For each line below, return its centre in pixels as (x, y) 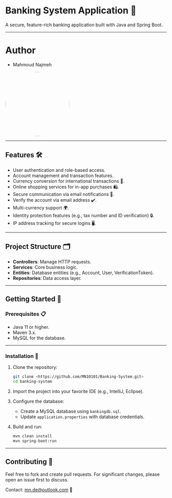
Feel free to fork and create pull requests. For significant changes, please (83, 474)
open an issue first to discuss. (37, 479)
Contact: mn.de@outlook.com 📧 (39, 490)
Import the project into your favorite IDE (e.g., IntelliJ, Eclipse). (78, 392)
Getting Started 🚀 (34, 299)
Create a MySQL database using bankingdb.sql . (71, 412)
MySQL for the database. (39, 338)
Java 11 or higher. (31, 327)
